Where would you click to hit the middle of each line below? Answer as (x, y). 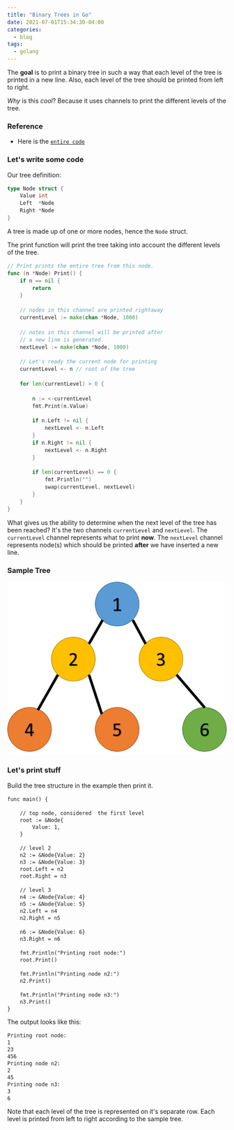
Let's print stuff (34, 770)
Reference (25, 126)
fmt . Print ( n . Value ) (61, 406)
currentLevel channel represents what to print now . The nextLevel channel (115, 537)
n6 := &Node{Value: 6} (53, 932)
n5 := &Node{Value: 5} (53, 904)
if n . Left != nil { (61, 421)
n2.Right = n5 (40, 918)
